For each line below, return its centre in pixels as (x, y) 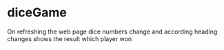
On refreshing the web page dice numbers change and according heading (112, 32)
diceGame (37, 13)
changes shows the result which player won (70, 38)
